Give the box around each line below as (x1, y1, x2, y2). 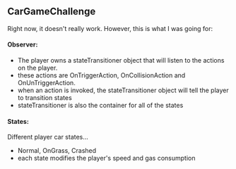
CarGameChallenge (7, 6, 96, 18)
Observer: (7, 40, 38, 49)
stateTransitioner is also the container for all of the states (17, 101, 184, 110)
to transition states (17, 94, 72, 102)
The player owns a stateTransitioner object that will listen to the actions (17, 56, 225, 65)
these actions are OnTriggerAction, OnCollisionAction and (17, 71, 186, 80)
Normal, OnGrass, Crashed (17, 146, 97, 155)
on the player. (17, 63, 58, 73)
